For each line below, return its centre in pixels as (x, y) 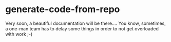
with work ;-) (19, 34)
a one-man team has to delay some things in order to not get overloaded (82, 28)
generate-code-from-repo (63, 9)
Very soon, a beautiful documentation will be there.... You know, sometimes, (85, 23)
